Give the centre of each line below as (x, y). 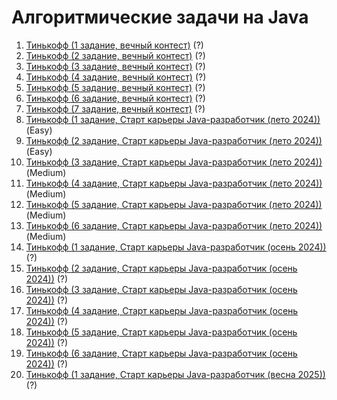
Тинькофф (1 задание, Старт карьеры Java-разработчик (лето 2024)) (173, 119)
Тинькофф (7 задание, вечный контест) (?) (115, 108)
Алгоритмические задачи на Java (160, 17)
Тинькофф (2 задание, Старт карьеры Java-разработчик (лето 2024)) (174, 140)
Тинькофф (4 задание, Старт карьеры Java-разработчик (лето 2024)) (174, 183)
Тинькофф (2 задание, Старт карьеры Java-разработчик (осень (161, 268)
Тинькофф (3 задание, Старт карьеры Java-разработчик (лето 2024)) (174, 162)
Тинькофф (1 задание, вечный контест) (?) (114, 45)
